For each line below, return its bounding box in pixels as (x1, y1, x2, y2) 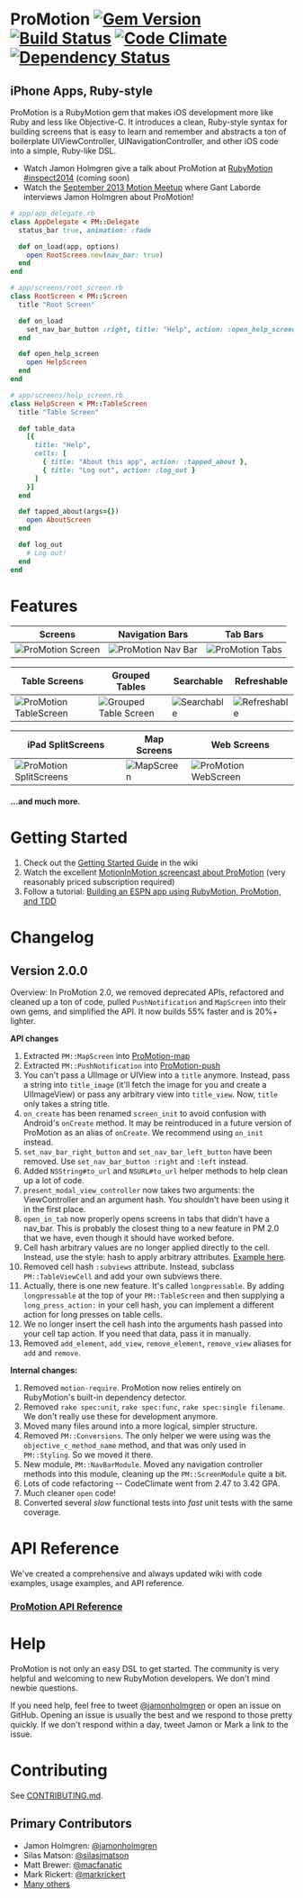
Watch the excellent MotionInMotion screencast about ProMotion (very (22, 866, 286, 878)
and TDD (22, 895, 57, 906)
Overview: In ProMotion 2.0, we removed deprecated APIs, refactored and (10, 987, 284, 998)
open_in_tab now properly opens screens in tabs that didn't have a (22, 1213, 271, 1224)
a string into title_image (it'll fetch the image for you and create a (22, 1079, 267, 1090)
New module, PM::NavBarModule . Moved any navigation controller (22, 1458, 263, 1469)
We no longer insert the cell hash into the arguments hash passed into (22, 1319, 283, 1329)
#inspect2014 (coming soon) (22, 172, 130, 183)
